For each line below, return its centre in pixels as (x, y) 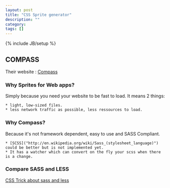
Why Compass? (26, 123)
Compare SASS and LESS (37, 169)
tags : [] (15, 29)
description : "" (22, 19)
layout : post (19, 10)
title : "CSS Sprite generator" (39, 15)
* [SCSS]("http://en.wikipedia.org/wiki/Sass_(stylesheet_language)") (82, 143)
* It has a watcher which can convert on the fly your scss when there (83, 152)
